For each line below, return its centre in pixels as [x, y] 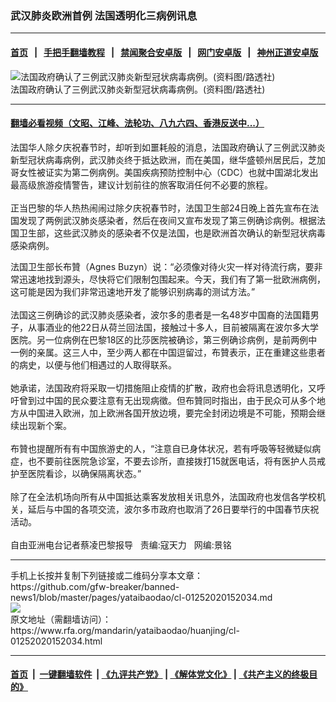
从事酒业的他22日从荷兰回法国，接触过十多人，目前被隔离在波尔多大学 [173, 327]
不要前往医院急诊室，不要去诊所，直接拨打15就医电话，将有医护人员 [176, 461]
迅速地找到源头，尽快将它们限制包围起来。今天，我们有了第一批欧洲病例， [172, 279]
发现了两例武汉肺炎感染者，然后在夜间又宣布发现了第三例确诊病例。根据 [167, 220]
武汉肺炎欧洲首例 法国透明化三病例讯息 [104, 15]
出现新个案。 [45, 425]
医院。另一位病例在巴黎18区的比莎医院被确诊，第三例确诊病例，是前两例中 [164, 339]
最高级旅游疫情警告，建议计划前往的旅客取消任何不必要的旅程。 [141, 184]
